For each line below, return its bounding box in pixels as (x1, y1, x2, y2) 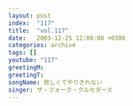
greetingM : (8, 64, 44, 72)
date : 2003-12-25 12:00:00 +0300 (8, 33, 126, 42)
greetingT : (8, 71, 44, 79)
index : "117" (8, 19, 55, 27)
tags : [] (8, 49, 37, 57)
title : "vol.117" (8, 26, 69, 34)
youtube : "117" (8, 57, 59, 65)
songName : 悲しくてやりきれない (8, 78, 103, 86)
